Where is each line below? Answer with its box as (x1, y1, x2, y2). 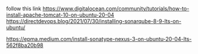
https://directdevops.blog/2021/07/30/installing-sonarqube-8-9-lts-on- (6, 18, 182, 24)
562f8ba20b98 (6, 42, 44, 49)
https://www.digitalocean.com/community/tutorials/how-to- (42, 5, 190, 12)
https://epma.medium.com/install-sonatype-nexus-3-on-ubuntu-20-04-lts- (6, 36, 192, 42)
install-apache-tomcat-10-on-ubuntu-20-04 (6, 11, 115, 18)
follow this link (6, 5, 42, 12)
